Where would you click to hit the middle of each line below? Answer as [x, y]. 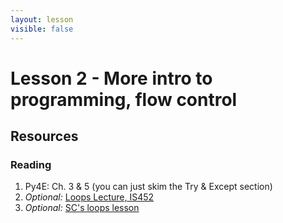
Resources [44, 136]
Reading [31, 164]
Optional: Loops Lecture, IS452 [89, 197]
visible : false [42, 29]
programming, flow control [124, 99]
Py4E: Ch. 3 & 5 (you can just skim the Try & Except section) [148, 187]
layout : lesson [42, 19]
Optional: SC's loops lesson [82, 208]
